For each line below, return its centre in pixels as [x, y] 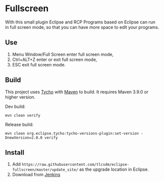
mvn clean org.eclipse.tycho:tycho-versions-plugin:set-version [72, 133]
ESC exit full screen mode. [39, 64]
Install [15, 152]
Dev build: [15, 106]
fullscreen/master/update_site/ [45, 170]
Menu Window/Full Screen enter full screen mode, [63, 54]
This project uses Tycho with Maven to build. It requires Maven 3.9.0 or [77, 92]
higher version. [20, 97]
